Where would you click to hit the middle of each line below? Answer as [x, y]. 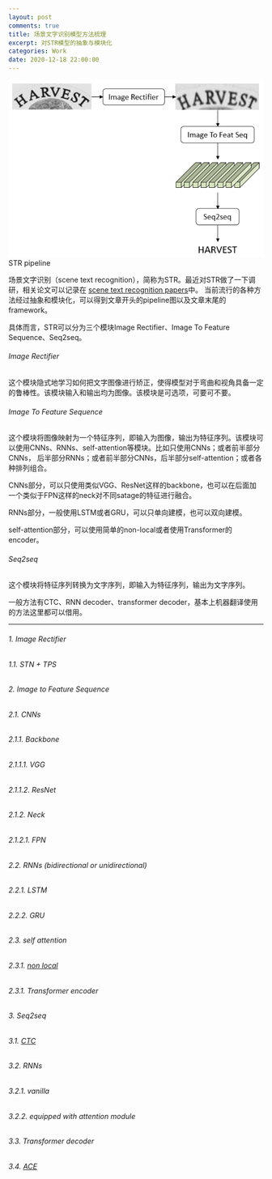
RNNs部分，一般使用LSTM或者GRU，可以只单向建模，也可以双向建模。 [127, 513]
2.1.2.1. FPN [27, 840]
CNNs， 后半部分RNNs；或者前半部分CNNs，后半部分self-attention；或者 [132, 458]
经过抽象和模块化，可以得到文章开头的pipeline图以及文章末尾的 [121, 300]
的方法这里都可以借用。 [47, 612]
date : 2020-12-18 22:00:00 [54, 60]
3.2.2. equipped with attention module [72, 1116]
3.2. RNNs [25, 1066]
